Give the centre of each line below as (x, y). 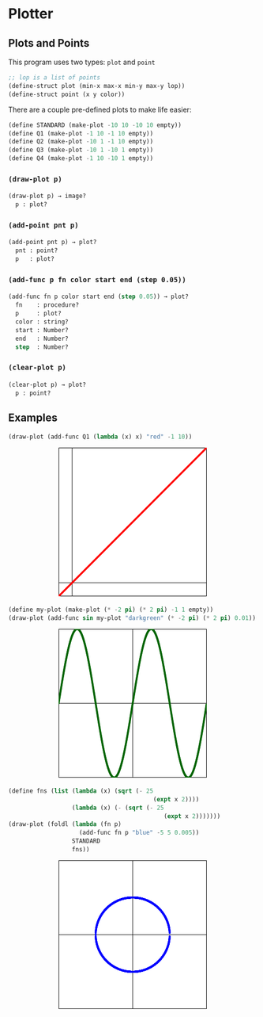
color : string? (42, 322)
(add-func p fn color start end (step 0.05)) (98, 279)
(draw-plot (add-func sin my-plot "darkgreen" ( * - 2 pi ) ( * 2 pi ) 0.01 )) (132, 618)
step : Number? (42, 347)
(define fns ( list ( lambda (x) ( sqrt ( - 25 (81, 791)
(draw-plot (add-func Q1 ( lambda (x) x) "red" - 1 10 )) (100, 437)
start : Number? (42, 330)
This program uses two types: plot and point (82, 62)
